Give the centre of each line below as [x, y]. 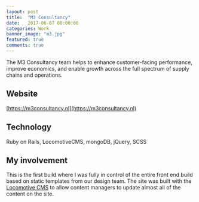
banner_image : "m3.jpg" [36, 34]
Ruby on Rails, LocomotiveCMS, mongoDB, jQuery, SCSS [76, 141]
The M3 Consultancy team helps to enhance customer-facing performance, [99, 62]
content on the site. [30, 194]
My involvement [37, 160]
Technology [29, 127]
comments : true [25, 46]
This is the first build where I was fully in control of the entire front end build [99, 175]
